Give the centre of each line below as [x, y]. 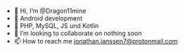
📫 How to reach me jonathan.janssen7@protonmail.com [96, 41]
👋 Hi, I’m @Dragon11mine [50, 11]
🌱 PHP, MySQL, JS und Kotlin [56, 26]
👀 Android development [48, 18]
